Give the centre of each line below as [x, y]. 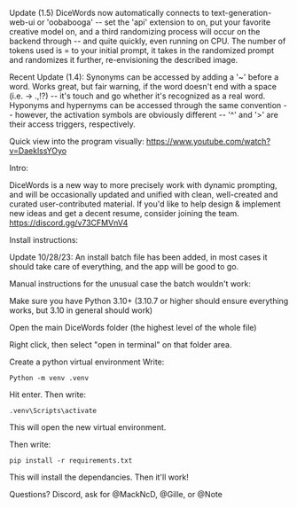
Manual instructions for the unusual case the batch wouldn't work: [130, 284]
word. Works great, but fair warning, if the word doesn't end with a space [143, 86]
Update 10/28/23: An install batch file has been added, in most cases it [138, 257]
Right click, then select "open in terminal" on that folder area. [121, 344]
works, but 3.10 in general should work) [81, 310]
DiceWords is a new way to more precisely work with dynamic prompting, [143, 185]
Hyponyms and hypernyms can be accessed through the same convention [145, 105]
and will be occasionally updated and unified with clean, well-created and [144, 195]
